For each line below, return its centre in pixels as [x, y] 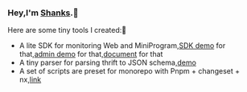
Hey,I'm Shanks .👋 [43, 13]
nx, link [30, 80]
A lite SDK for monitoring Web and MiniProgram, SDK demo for [122, 46]
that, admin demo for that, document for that [91, 54]
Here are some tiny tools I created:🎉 [67, 30]
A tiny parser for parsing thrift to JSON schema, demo [107, 62]
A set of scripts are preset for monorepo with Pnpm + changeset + [130, 71]
